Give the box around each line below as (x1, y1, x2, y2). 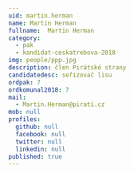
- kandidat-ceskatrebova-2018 (15, 49, 116, 57)
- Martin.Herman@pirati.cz (15, 100, 105, 108)
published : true (8, 152, 62, 160)
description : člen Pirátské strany (8, 64, 127, 72)
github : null (15, 123, 59, 131)
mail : (8, 93, 26, 101)
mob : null (8, 108, 41, 116)
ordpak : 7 (8, 78, 41, 86)
